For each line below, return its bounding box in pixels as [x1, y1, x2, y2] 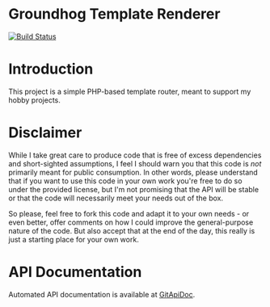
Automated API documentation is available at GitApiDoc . [8, 289, 196, 299]
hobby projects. [8, 95, 61, 105]
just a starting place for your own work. [8, 234, 139, 244]
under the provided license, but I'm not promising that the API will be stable [8, 184, 259, 194]
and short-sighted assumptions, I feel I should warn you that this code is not [8, 158, 262, 168]
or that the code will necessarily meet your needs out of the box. [8, 193, 224, 203]
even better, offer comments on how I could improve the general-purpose [8, 217, 254, 227]
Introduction [8, 60, 94, 78]
